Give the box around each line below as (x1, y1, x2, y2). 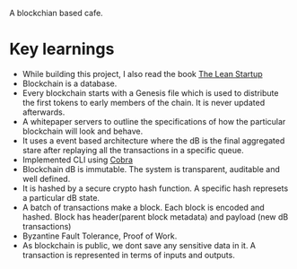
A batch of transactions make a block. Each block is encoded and (22, 202, 265, 213)
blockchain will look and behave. (22, 126, 144, 136)
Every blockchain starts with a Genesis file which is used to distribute (22, 87, 279, 98)
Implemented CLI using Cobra (22, 154, 133, 165)
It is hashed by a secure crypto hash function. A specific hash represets (22, 183, 289, 194)
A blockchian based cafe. (9, 8, 103, 18)
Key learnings (9, 39, 115, 59)
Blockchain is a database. (22, 78, 118, 89)
